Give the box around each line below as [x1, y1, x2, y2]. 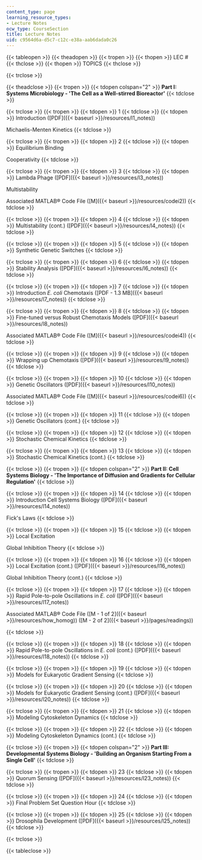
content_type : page [6, 8, 55, 15]
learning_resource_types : [6, 15, 71, 21]
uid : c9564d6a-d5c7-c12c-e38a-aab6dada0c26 [6, 37, 118, 43]
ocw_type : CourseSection [6, 25, 69, 32]
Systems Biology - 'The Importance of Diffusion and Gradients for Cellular [6, 472, 196, 479]
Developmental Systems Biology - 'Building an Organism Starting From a [6, 750, 192, 757]
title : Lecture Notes [6, 31, 61, 37]
